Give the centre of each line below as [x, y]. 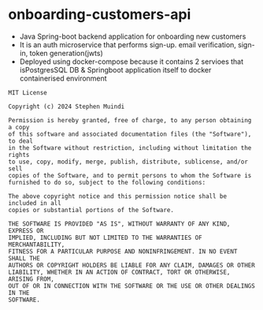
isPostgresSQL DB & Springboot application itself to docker [115, 69]
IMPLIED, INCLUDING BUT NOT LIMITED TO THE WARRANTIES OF [105, 237]
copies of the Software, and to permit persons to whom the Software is [130, 175]
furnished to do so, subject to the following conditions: [107, 182]
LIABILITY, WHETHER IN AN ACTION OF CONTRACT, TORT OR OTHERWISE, [119, 272]
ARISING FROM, [31, 279]
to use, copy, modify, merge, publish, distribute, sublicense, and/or [128, 162]
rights [19, 155]
